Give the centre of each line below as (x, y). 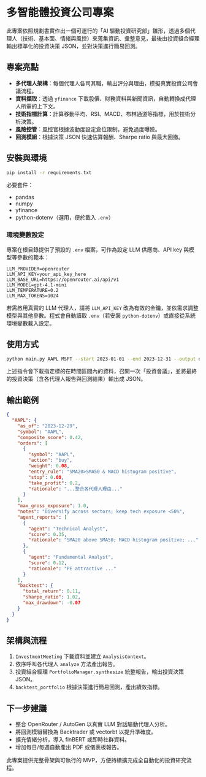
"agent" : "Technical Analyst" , (68, 529)
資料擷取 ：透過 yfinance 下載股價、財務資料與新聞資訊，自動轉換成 (100, 98)
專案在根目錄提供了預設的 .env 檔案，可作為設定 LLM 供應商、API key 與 (98, 250)
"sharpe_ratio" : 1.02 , (51, 597)
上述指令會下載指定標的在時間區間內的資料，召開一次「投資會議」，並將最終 (102, 371)
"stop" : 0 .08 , (46, 477)
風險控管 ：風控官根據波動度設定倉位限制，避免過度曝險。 (88, 129)
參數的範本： (33, 257)
